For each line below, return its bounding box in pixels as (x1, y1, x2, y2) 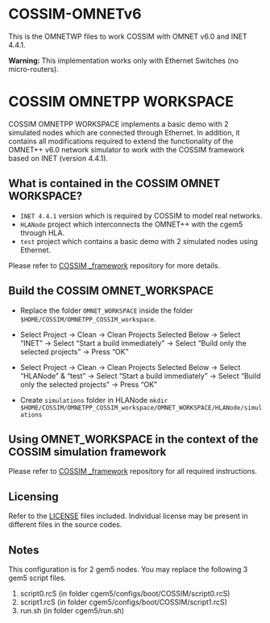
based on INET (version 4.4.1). (8, 153, 109, 163)
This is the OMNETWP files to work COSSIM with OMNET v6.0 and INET (8, 31, 247, 41)
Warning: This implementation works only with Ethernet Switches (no (8, 56, 239, 65)
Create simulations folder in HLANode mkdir (19, 395, 168, 405)
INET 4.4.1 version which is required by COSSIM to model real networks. (19, 210, 263, 220)
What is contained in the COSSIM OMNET (8, 177, 221, 190)
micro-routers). (8, 64, 59, 73)
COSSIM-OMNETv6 (8, 5, 142, 23)
